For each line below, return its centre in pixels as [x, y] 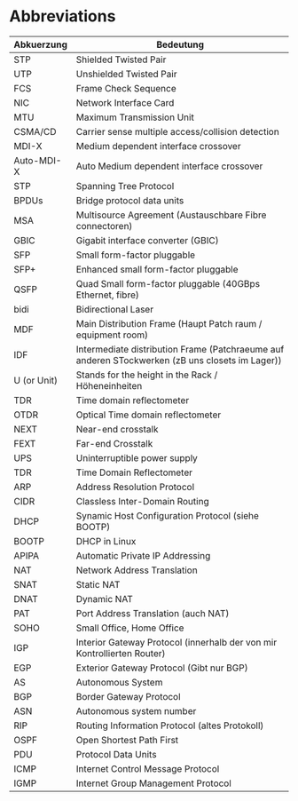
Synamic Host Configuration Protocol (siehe [168, 515]
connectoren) [104, 226]
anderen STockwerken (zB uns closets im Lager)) [179, 360]
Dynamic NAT [104, 599]
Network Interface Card [125, 102]
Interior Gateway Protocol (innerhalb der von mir [176, 642]
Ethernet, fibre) [107, 295]
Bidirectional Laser [114, 309]
